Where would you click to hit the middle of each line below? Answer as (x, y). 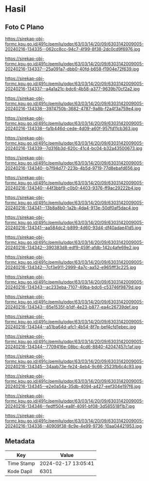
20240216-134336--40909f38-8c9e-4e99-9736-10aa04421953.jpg (74, 426)
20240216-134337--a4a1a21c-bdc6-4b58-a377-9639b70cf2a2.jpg (72, 89)
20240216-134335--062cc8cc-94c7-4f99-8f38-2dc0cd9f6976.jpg (73, 49)
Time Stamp (21, 463)
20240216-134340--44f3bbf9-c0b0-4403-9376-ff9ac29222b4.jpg (73, 188)
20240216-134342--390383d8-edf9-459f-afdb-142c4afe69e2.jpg (72, 247)
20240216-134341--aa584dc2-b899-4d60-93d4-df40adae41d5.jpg (73, 228)
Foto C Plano (25, 27)
